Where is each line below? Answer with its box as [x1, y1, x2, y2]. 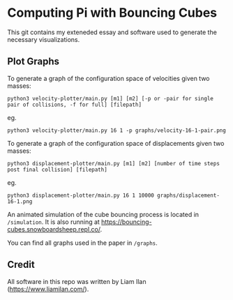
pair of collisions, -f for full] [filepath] [7, 101, 142, 108]
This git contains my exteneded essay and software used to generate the [7, 28, 218, 36]
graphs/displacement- [156, 192, 220, 199]
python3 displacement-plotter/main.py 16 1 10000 [7, 192, 155, 199]
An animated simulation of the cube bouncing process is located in [7, 210, 200, 218]
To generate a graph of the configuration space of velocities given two [7, 74, 211, 82]
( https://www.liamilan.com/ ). [7, 285, 89, 293]
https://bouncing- [100, 218, 152, 226]
